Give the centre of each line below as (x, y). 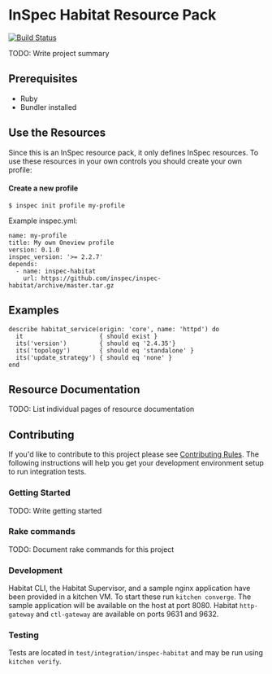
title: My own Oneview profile (61, 243)
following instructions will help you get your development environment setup (136, 463)
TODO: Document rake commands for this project (91, 549)
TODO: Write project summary (59, 53)
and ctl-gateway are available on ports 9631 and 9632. (127, 614)
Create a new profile (43, 188)
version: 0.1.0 (34, 250)
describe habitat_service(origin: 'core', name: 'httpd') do (114, 329)
